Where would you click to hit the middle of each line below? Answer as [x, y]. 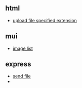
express [18, 64]
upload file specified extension [45, 20]
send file [22, 76]
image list [23, 48]
